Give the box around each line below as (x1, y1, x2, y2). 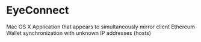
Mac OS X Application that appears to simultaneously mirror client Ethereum (6, 23, 196, 30)
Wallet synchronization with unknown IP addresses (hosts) (6, 29, 152, 36)
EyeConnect (6, 4, 69, 17)
